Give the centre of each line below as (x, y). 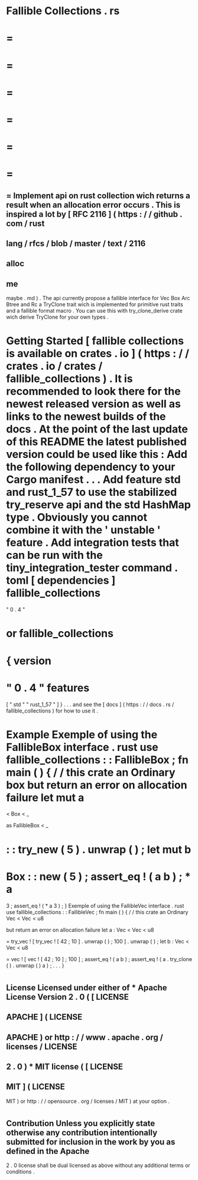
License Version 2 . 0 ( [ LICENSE (67, 997)
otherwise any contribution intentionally (82, 1132)
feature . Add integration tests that (92, 543)
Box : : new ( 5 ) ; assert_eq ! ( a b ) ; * (98, 877)
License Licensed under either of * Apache (87, 987)
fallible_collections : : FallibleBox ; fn (98, 760)
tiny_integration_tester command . (92, 568)
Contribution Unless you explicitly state (81, 1123)
